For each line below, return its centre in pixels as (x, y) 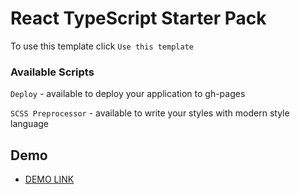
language (29, 124)
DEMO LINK (49, 179)
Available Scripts (52, 72)
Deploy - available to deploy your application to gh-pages (128, 94)
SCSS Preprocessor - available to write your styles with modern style (150, 113)
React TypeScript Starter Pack (138, 18)
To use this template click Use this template (102, 46)
